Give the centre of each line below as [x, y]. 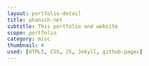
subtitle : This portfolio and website [62, 26]
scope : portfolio [32, 33]
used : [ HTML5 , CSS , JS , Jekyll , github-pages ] [75, 52]
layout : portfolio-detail [44, 13]
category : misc [29, 39]
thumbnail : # [26, 45]
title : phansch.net [35, 20]
